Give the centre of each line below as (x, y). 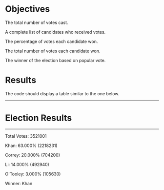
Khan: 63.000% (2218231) (31, 146)
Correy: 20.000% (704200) (32, 155)
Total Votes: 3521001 (26, 136)
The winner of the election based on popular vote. (55, 60)
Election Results (39, 118)
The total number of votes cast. (37, 22)
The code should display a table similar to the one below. (62, 93)
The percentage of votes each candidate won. (51, 41)
